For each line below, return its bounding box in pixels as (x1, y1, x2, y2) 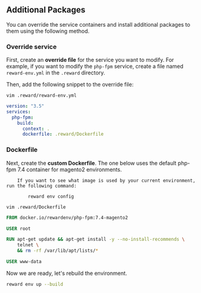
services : (6, 108, 31, 114)
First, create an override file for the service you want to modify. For (6, 56, 174, 64)
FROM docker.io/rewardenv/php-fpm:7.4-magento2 (6, 214, 129, 220)
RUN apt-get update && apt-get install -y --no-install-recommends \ (6, 236, 185, 243)
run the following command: (6, 183, 77, 189)
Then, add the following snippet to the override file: (6, 81, 134, 88)
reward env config (28, 193, 74, 199)
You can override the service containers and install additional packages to (6, 21, 191, 28)
